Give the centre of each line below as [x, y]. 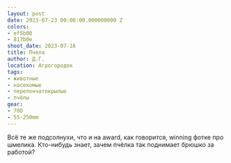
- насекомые [24, 85]
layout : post [26, 14]
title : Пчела [26, 53]
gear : [15, 104]
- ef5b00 [20, 33]
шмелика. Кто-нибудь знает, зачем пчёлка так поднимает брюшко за [111, 144]
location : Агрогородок [40, 65]
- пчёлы [18, 98]
